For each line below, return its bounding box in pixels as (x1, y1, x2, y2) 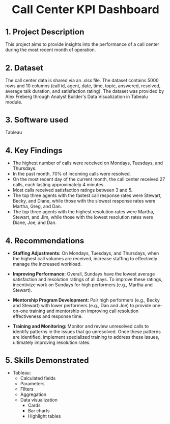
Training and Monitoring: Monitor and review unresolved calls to (12, 323, 149, 329)
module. (5, 98, 23, 105)
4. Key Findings (5, 145, 63, 155)
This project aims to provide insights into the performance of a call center (5, 41, 159, 47)
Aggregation (20, 391, 47, 397)
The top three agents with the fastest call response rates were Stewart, (12, 192, 162, 198)
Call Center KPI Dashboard (12, 2, 159, 17)
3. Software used (5, 115, 69, 125)
